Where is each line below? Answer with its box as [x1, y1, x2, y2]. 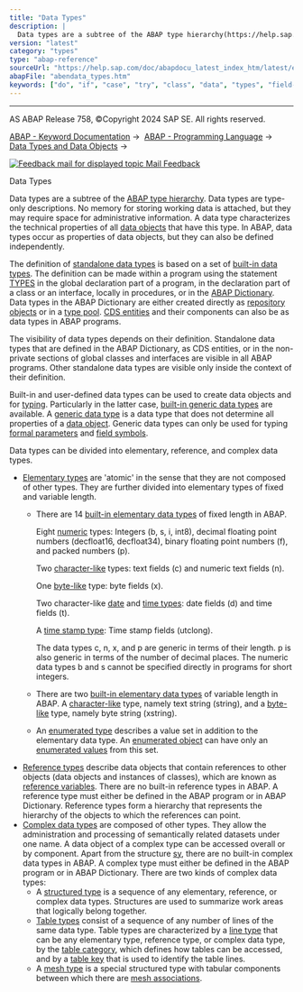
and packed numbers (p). [35, 545, 131, 556]
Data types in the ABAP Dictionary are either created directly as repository [9, 297, 286, 308]
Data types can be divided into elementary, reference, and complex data [9, 445, 278, 455]
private [9, 353, 36, 363]
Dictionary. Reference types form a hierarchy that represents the [22, 800, 263, 811]
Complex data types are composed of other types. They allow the [22, 819, 267, 830]
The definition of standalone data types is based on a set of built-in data [9, 258, 278, 269]
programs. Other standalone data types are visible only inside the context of [9, 362, 292, 372]
